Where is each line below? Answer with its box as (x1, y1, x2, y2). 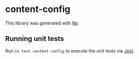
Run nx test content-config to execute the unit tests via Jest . (5, 47, 135, 53)
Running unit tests (5, 34, 64, 43)
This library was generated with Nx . (5, 20, 79, 26)
